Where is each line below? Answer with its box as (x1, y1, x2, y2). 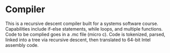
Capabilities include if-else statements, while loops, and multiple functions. (5, 25, 163, 32)
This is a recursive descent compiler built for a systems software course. (5, 20, 158, 26)
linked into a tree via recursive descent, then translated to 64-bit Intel (5, 37, 151, 43)
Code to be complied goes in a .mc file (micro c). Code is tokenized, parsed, (5, 31, 165, 37)
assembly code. (5, 42, 39, 48)
